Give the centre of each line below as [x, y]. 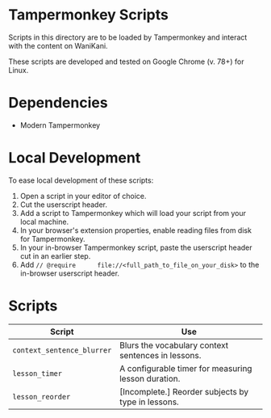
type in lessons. [149, 402]
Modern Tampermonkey [60, 125]
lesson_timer [38, 373]
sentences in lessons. [161, 355]
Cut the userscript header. [63, 205]
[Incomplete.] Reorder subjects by [184, 391]
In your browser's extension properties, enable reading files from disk [136, 230]
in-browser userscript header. [69, 273]
